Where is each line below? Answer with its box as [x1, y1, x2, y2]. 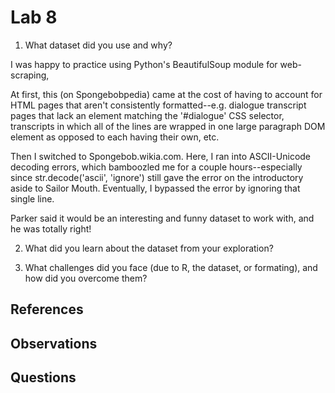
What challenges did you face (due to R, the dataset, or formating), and [24, 261, 318, 273]
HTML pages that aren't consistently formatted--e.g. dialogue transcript [10, 99, 307, 111]
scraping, [10, 69, 50, 81]
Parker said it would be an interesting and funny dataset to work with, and [10, 212, 315, 224]
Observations [10, 335, 98, 352]
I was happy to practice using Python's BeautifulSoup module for [10, 58, 278, 70]
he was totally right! [10, 222, 92, 235]
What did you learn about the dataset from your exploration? [24, 242, 274, 254]
